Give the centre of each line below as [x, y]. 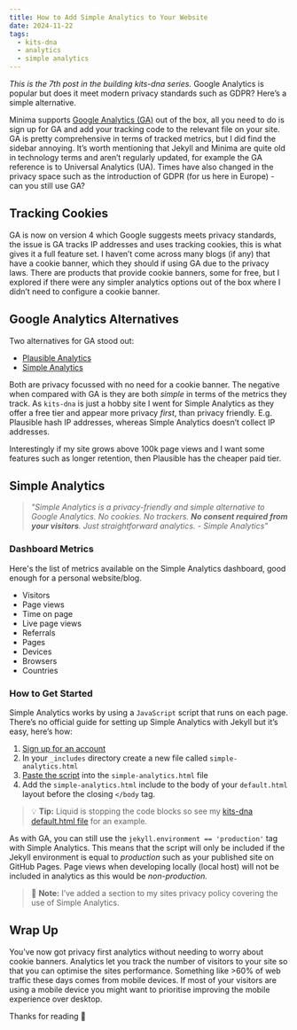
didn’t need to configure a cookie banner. [85, 291]
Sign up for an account [64, 749]
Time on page [47, 613]
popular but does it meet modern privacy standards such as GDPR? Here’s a [148, 93]
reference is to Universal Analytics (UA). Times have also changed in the [141, 167]
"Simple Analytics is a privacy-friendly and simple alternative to [148, 507]
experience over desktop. [56, 999]
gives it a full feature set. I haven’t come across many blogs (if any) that [140, 254]
